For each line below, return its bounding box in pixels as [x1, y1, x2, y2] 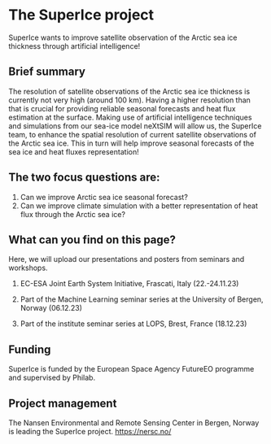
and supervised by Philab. [8, 372, 96, 383]
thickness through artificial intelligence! [8, 41, 141, 50]
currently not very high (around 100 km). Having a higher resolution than [8, 95, 251, 105]
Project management [8, 396, 117, 410]
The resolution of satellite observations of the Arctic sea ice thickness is [8, 86, 251, 96]
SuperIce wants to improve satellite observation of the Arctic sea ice [8, 33, 238, 42]
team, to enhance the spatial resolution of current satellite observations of [8, 129, 256, 139]
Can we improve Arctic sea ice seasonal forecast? [20, 192, 189, 202]
